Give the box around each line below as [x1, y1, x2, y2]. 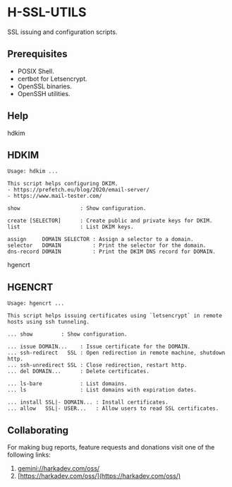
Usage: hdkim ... [7, 168, 59, 175]
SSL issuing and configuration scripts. [7, 28, 118, 36]
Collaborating [7, 424, 69, 436]
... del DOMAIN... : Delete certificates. [7, 368, 150, 375]
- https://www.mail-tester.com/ [7, 192, 102, 200]
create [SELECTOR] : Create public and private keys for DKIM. [7, 217, 213, 225]
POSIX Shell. [17, 66, 54, 75]
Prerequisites [7, 48, 68, 60]
